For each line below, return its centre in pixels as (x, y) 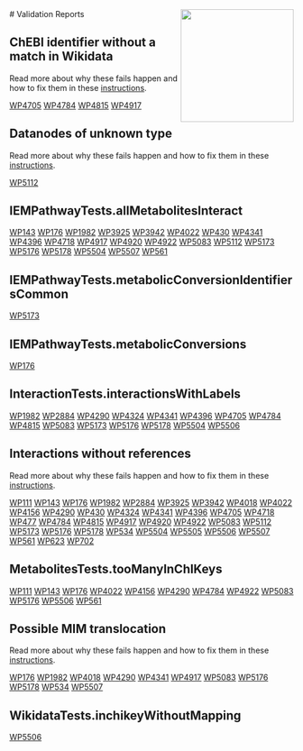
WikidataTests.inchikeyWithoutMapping (125, 715)
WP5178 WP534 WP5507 (56, 687)
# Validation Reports (47, 14)
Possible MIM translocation (88, 629)
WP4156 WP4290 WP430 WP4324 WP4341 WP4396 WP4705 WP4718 (142, 512)
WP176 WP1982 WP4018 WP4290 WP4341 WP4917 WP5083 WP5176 (139, 678)
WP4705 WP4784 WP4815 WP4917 (76, 105)
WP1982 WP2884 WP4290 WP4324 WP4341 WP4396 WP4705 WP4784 (145, 416)
